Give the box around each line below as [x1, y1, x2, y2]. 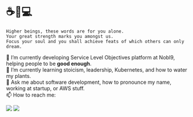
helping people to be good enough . [6, 60, 92, 67]
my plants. [6, 72, 31, 79]
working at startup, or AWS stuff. [6, 84, 85, 91]
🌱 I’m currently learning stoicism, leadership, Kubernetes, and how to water [6, 66, 188, 73]
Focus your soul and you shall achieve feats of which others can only [6, 38, 184, 44]
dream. [6, 44, 22, 49]
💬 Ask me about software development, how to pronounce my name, [6, 79, 171, 86]
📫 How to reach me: [6, 91, 56, 98]
